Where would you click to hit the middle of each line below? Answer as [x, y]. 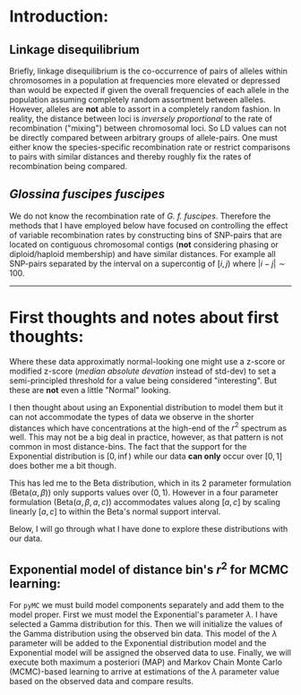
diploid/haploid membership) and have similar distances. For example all [142, 253]
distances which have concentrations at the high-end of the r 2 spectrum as [148, 427]
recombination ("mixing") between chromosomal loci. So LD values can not [148, 128]
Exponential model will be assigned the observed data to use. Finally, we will [150, 653]
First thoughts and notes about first [144, 317]
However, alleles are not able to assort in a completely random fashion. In [145, 109]
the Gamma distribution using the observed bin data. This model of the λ [143, 634]
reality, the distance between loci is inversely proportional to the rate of [141, 119]
